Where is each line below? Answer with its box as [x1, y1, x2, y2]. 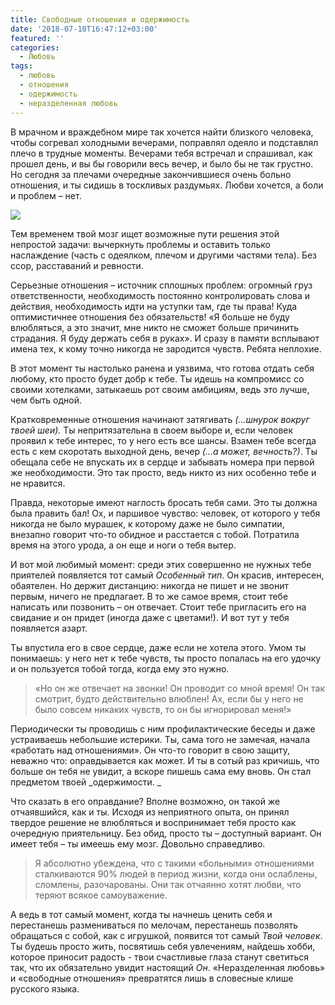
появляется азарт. [10, 622, 88, 634]
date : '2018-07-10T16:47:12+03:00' [10, 24, 159, 34]
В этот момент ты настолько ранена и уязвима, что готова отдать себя [10, 362, 315, 374]
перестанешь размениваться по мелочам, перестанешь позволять [10, 919, 299, 931]
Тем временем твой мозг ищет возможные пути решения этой [10, 227, 280, 240]
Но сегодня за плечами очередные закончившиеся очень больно [10, 168, 292, 180]
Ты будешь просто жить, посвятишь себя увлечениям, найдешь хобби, [10, 940, 316, 952]
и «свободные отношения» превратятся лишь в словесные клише [10, 972, 294, 984]
